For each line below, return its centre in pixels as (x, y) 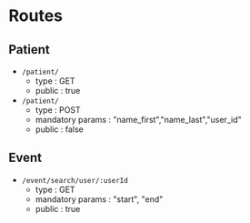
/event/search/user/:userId (75, 180)
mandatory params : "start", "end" (99, 199)
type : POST (58, 110)
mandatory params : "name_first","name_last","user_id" (138, 120)
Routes (35, 16)
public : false (59, 129)
